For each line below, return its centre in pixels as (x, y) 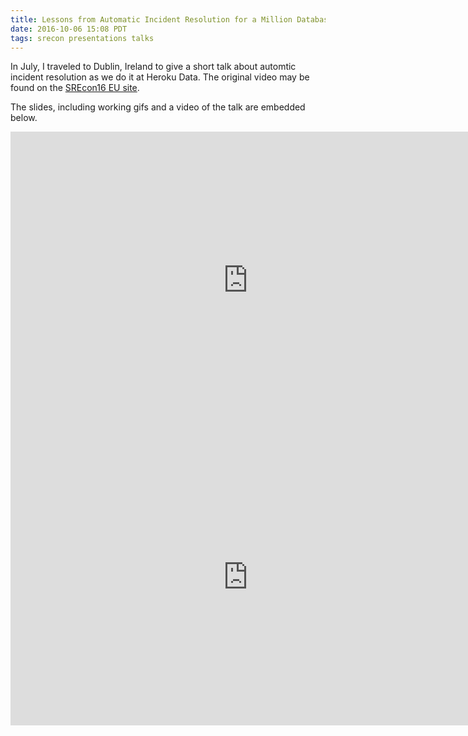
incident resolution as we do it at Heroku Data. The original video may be (160, 77)
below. (24, 118)
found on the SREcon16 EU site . (75, 88)
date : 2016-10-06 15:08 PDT (69, 29)
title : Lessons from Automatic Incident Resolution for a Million (151, 19)
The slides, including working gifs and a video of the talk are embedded (158, 107)
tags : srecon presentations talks (82, 38)
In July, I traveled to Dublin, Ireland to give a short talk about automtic (153, 67)
